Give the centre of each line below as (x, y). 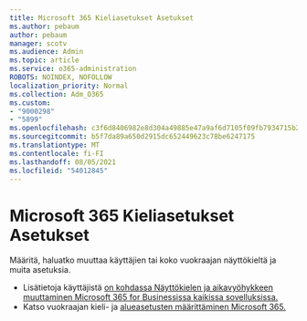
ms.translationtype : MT (55, 145)
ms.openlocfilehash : (49, 129)
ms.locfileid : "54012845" (58, 171)
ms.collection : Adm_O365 (57, 94)
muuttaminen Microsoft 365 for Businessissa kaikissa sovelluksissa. (150, 297)
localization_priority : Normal (69, 86)
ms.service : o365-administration (73, 69)
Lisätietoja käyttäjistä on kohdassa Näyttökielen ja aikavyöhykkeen (148, 287)
